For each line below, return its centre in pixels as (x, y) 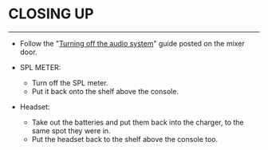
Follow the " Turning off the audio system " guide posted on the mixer (132, 43)
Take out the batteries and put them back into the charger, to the (138, 122)
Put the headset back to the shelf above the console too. (125, 139)
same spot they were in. (71, 130)
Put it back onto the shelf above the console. (105, 91)
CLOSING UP (51, 14)
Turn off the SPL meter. (70, 83)
